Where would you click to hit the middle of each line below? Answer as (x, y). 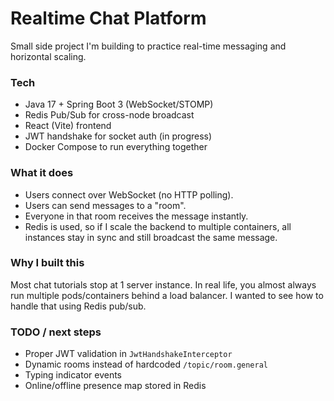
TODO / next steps (56, 332)
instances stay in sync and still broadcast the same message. (151, 237)
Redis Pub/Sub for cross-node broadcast (109, 115)
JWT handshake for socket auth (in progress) (118, 136)
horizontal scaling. (48, 56)
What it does (42, 173)
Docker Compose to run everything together (116, 147)
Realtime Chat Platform (108, 18)
